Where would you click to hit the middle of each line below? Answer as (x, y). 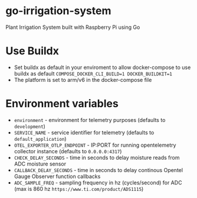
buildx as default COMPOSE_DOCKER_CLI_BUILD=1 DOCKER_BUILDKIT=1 (93, 73)
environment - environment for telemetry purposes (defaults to (90, 120)
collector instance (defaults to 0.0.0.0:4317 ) (68, 151)
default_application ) (40, 138)
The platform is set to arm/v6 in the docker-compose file (83, 80)
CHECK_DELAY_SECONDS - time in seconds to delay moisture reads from (97, 157)
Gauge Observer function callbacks (57, 176)
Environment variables (62, 104)
